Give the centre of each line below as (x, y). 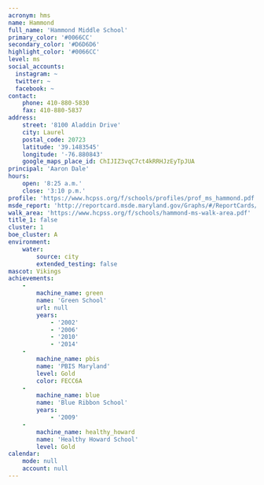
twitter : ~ (33, 81)
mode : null (40, 461)
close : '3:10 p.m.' (54, 191)
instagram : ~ (37, 74)
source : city (58, 256)
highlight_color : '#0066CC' (54, 52)
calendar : (24, 454)
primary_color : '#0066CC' (50, 37)
